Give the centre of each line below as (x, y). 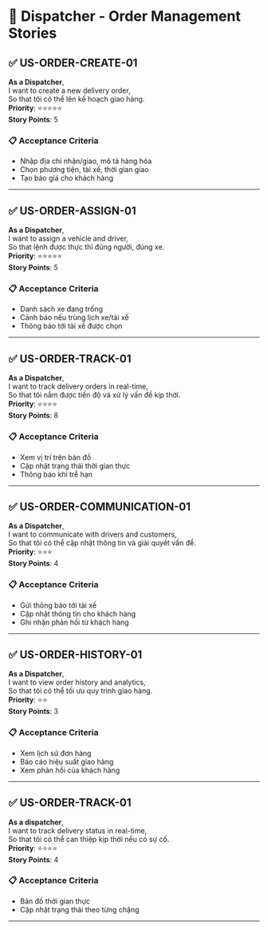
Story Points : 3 (33, 712)
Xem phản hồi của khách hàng (70, 770)
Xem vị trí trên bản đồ (55, 457)
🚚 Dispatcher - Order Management (124, 16)
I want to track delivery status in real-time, (78, 830)
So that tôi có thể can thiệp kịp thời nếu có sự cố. (89, 839)
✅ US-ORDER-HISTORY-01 (75, 655)
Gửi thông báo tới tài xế (58, 605)
